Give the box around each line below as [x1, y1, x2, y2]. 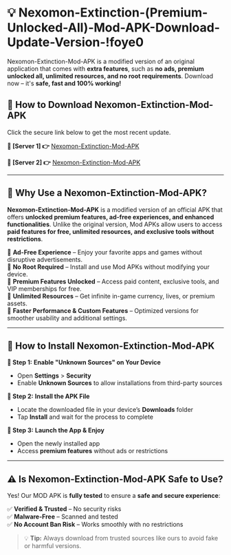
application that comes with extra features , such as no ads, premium [7, 64, 204, 73]
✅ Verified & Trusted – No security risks [7, 505, 122, 513]
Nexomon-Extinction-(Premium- [18, 5, 208, 21]
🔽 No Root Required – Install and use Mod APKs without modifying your [7, 263, 210, 271]
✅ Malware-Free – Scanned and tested [7, 512, 118, 521]
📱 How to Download [7, 99, 93, 111]
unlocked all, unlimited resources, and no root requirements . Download [7, 72, 214, 80]
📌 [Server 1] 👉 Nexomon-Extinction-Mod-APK [7, 142, 140, 150]
